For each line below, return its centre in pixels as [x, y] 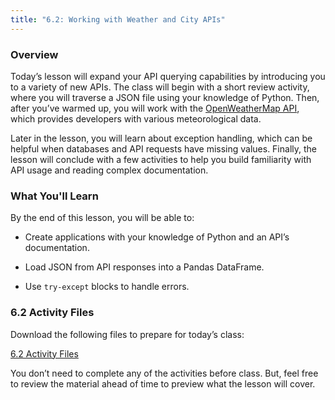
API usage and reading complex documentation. [109, 170]
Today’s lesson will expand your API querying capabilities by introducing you [168, 76]
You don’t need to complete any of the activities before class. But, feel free [164, 373]
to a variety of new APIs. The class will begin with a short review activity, [160, 87]
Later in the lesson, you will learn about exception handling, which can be [161, 138]
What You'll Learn [54, 196]
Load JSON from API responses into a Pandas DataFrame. [144, 267]
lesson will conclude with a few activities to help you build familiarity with [161, 159]
